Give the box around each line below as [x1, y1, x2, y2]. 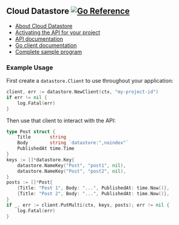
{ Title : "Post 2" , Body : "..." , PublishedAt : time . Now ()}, [17, 191, 170, 197]
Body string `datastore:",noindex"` [17, 140, 129, 146]
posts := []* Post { [6, 179, 53, 185]
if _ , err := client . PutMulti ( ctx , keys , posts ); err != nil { [6, 202, 170, 208]
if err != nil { [6, 94, 47, 100]
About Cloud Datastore [15, 22, 73, 29]
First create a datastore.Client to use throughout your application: [6, 77, 174, 85]
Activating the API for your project [15, 29, 101, 36]
